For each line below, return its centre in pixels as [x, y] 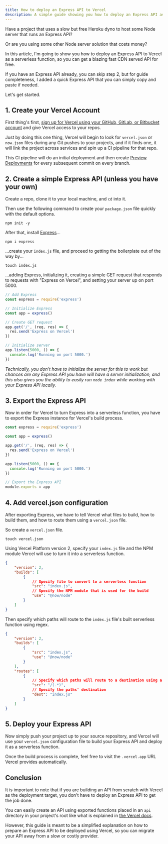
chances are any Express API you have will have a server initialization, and [82, 374]
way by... [14, 256]
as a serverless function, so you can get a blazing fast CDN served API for [82, 59]
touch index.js [21, 266]
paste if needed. [22, 85]
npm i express [20, 242]
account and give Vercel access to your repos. [53, 128]
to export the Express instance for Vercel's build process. [64, 418]
